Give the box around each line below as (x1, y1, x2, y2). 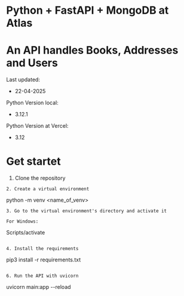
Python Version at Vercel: (6, 122, 69, 129)
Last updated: (6, 76, 41, 84)
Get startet (6, 155, 61, 168)
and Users (6, 56, 58, 70)
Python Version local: (6, 99, 59, 106)
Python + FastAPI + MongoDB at (6, 4, 169, 17)
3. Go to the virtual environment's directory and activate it (6, 208, 167, 214)
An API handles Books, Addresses (6, 44, 179, 57)
